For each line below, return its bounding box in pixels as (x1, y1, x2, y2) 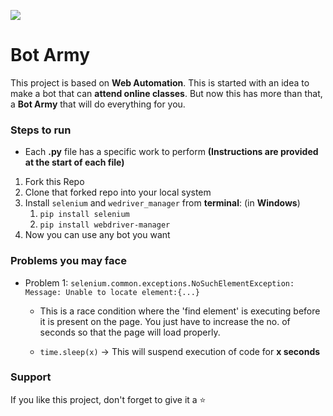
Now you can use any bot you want (24, 229, 171, 241)
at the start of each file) (24, 156, 125, 169)
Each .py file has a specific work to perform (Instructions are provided (24, 146, 319, 158)
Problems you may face (10, 254, 127, 268)
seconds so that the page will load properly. (39, 326, 221, 338)
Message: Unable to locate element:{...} (24, 287, 200, 297)
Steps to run (10, 123, 72, 137)
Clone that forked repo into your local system (24, 186, 212, 199)
